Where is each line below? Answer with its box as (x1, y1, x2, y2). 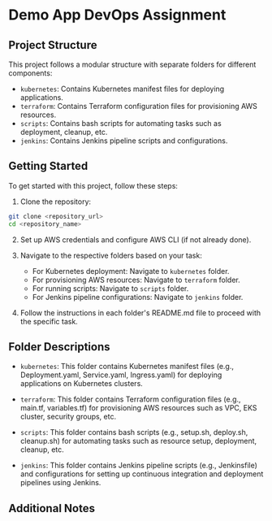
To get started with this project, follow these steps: (8, 180, 179, 190)
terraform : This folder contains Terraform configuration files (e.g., (19, 394, 241, 404)
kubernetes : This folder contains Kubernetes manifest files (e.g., (19, 362, 234, 371)
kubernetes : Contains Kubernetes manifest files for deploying (19, 84, 225, 93)
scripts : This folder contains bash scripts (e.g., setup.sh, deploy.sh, (19, 428, 248, 437)
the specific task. (19, 316, 79, 326)
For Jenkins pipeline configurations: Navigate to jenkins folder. (32, 292, 244, 302)
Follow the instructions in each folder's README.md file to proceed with (19, 307, 261, 318)
